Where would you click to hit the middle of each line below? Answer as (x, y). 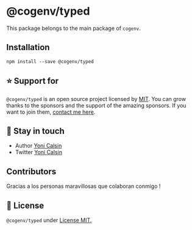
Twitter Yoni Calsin (39, 152)
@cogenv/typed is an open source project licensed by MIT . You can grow (96, 98)
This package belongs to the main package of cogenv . (74, 28)
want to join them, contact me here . (51, 112)
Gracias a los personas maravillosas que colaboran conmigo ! (84, 186)
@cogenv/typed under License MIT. (49, 220)
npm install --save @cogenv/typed (50, 61)
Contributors (31, 172)
